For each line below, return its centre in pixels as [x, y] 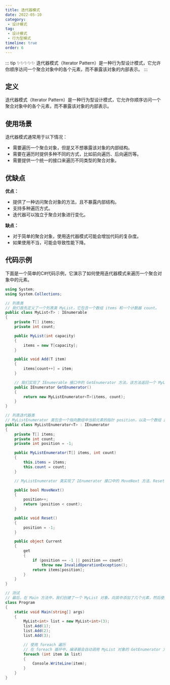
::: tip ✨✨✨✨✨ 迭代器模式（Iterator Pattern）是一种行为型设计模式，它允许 [83, 63]
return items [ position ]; [58, 570]
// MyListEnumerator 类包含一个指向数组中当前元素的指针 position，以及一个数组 [83, 420]
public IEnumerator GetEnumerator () [53, 387]
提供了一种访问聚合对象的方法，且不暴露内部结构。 [66, 202]
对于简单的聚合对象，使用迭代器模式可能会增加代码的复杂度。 [77, 236]
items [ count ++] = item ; [48, 369]
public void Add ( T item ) [40, 359]
